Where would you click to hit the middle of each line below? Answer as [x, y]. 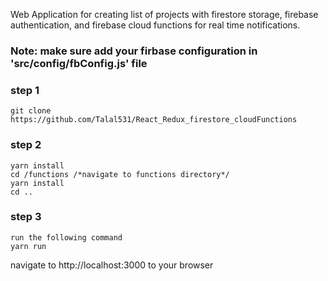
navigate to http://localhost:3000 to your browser [112, 265]
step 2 [26, 145]
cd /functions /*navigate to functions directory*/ [120, 174]
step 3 [26, 217]
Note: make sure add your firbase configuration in [134, 51]
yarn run [28, 246]
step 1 [25, 90]
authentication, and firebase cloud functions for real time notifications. [155, 25]
